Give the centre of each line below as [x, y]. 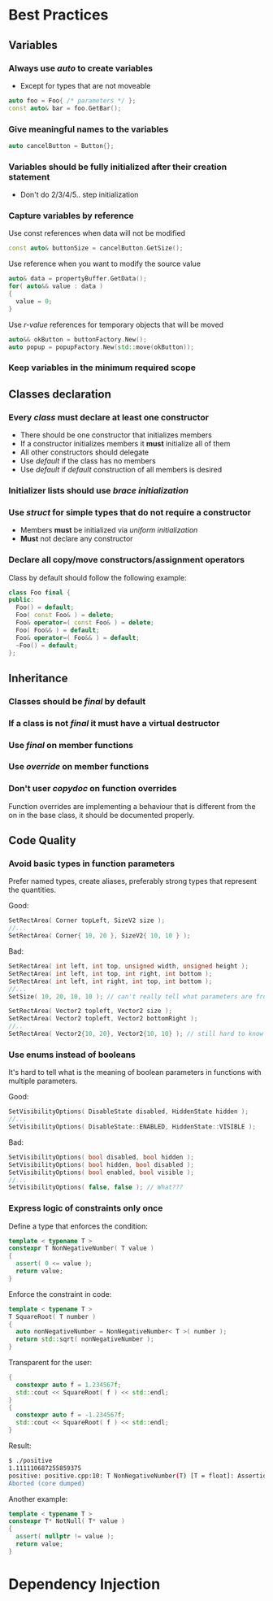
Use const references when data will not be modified [97, 233]
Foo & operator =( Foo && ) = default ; [78, 637]
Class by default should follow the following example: [97, 577]
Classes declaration [60, 394]
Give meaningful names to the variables [89, 129]
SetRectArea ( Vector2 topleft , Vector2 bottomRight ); [103, 1019]
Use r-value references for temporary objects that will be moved [116, 324]
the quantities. [32, 890]
